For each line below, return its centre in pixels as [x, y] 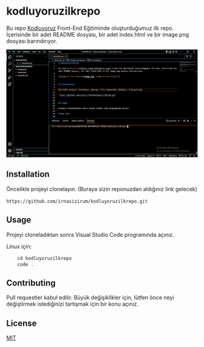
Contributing [31, 283]
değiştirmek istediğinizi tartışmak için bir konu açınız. [72, 304]
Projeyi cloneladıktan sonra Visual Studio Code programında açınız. [90, 234]
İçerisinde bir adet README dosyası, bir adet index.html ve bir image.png [98, 34]
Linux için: [19, 246]
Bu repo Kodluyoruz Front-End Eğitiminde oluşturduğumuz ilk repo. [90, 28]
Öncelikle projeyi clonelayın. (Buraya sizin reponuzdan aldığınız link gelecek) [102, 189]
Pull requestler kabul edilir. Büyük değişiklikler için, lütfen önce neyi [90, 298]
